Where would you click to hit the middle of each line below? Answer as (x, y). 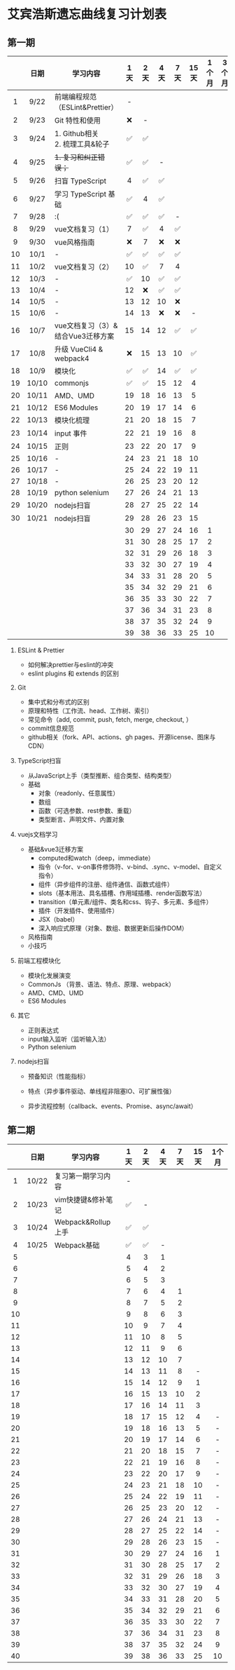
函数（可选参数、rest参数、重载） (87, 810)
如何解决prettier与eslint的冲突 (71, 665)
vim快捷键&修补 (80, 1199)
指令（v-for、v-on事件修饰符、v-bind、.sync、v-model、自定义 (130, 867)
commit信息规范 (51, 728)
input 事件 (71, 433)
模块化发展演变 (49, 975)
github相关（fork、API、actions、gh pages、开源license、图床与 (122, 737)
